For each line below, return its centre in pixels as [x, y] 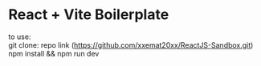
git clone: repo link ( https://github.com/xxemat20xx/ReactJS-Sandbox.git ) [131, 45]
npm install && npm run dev [54, 53]
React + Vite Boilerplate [89, 15]
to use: [20, 37]
